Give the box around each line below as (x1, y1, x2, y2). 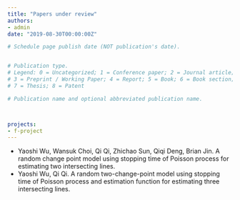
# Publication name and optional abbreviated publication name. (7, 95, 203, 102)
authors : (7, 17, 34, 24)
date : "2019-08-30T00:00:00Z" (7, 30, 98, 38)
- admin (7, 24, 31, 31)
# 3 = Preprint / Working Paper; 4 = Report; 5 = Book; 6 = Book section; (7, 76, 235, 83)
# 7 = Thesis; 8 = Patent (7, 82, 84, 89)
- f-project (7, 127, 43, 134)
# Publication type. (7, 62, 69, 70)
